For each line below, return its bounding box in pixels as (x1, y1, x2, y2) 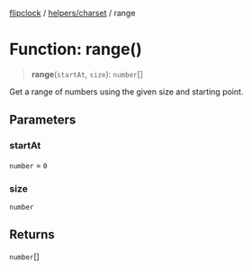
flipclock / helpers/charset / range (9, 8, 136, 18)
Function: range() (9, 40, 142, 59)
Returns (9, 227, 56, 242)
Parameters (9, 112, 76, 128)
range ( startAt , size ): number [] (31, 68, 144, 79)
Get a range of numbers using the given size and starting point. (9, 85, 244, 97)
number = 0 (9, 159, 48, 170)
